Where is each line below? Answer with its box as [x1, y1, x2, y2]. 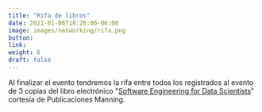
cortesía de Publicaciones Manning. [8, 95, 125, 104]
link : [8, 41, 26, 49]
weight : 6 [8, 48, 41, 56]
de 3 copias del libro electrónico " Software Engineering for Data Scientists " [8, 86, 255, 95]
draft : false [8, 56, 52, 64]
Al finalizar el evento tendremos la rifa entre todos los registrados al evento [8, 77, 254, 87]
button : [8, 33, 34, 42]
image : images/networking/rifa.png [8, 26, 126, 34]
